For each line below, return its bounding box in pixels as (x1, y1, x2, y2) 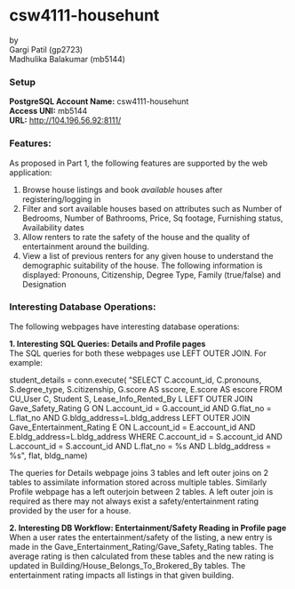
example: (9, 357, 43, 367)
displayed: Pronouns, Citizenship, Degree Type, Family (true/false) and (21, 269, 282, 280)
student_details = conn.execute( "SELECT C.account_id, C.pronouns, (9, 375, 262, 385)
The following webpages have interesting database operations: (9, 321, 240, 332)
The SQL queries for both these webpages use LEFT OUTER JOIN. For (9, 348, 267, 359)
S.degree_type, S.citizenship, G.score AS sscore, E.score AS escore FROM (9, 383, 283, 394)
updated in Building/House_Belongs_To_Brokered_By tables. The (9, 560, 246, 570)
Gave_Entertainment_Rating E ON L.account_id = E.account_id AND (9, 422, 256, 432)
